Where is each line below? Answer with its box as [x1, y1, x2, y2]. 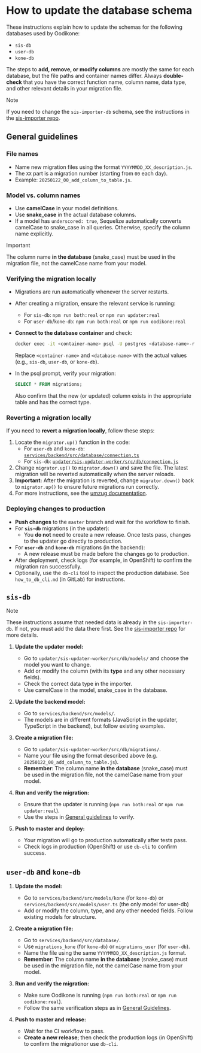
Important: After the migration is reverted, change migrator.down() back [14, 477, 194, 484]
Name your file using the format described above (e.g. [23, 752, 158, 760]
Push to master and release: [14, 1016, 87, 1023]
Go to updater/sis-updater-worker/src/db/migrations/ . [23, 746, 162, 753]
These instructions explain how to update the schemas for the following [6, 23, 182, 31]
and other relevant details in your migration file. [6, 84, 123, 92]
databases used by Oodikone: [6, 29, 80, 37]
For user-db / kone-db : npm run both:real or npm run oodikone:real [23, 318, 186, 325]
